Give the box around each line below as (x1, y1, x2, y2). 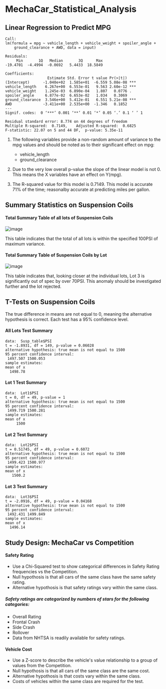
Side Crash (12, 624, 35, 630)
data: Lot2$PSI (5, 442, 39, 448)
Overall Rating (12, 613, 41, 619)
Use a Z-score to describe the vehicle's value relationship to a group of (12, 657, 158, 663)
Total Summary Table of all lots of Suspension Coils (5, 215, 113, 221)
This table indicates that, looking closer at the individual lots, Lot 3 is (5, 272, 145, 279)
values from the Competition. (12, 663, 72, 669)
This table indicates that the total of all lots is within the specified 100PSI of (5, 235, 158, 242)
